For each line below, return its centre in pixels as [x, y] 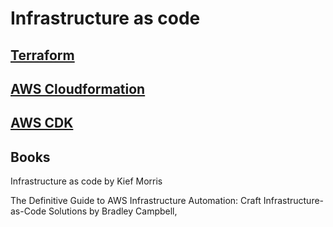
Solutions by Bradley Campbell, [113, 211]
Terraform [42, 55]
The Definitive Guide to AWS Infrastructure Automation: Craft [136, 201]
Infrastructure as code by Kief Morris [86, 181]
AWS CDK [42, 123]
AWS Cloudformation [78, 88]
